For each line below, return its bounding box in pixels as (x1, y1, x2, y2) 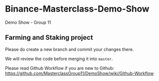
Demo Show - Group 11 (5, 19, 51, 25)
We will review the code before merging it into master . (5, 56, 113, 62)
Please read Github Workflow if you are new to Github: (5, 65, 115, 71)
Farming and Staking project (5, 33, 93, 42)
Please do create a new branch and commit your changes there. (5, 46, 134, 52)
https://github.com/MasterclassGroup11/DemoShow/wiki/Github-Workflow (5, 70, 154, 76)
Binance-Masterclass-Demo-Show (5, 3, 150, 15)
